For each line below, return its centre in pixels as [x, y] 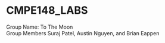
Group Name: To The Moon [40, 27]
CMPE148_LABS [47, 10]
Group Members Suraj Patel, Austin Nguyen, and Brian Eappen [83, 33]
